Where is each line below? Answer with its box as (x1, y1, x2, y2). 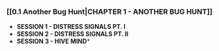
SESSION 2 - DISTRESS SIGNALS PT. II (16, 30, 129, 38)
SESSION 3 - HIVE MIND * (16, 37, 91, 45)
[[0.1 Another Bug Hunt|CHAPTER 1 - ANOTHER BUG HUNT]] (6, 7, 213, 17)
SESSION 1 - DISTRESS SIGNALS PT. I (16, 23, 126, 31)
